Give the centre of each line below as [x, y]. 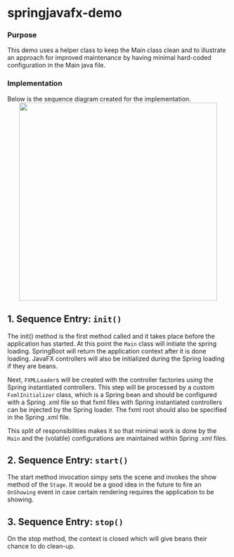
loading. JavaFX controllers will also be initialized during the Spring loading [116, 358]
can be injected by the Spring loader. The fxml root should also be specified [117, 409]
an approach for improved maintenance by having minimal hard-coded [110, 58]
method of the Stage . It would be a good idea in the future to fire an [104, 484]
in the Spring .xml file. [39, 417]
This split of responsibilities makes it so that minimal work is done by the [112, 430]
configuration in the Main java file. [57, 65]
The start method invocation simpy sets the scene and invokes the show [112, 477]
